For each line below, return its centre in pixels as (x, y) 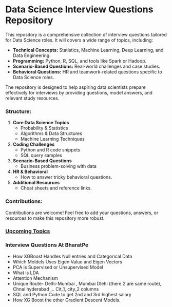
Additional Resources (36, 183)
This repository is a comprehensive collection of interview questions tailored (86, 34)
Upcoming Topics (28, 231)
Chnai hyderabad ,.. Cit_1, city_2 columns (56, 289)
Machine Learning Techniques (52, 139)
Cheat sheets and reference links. (56, 188)
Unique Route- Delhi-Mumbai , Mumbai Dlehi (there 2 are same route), (87, 283)
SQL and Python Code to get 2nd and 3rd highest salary (72, 294)
